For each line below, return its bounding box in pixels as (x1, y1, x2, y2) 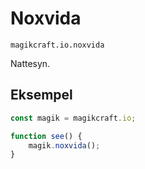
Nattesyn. (10, 57, 51, 69)
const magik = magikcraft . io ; (10, 113, 137, 123)
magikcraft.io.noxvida (10, 40, 105, 50)
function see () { (10, 131, 83, 141)
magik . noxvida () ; (28, 140, 101, 151)
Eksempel (10, 87, 73, 104)
